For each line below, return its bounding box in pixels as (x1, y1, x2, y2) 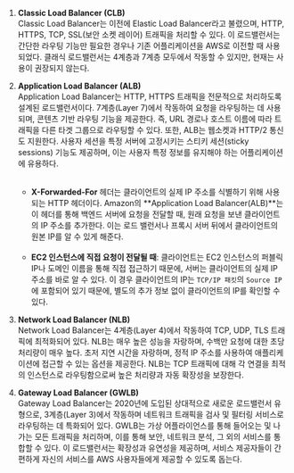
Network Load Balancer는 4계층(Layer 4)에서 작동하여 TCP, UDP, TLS (17, 325, 269, 336)
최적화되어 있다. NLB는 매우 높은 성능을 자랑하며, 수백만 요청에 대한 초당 (34, 336, 285, 346)
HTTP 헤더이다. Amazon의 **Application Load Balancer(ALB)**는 (47, 198, 283, 208)
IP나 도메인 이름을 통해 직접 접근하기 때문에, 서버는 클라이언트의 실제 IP (30, 263, 278, 273)
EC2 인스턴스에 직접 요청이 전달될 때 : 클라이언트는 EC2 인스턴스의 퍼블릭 (30, 252, 283, 262)
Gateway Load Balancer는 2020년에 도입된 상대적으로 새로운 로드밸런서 (17, 398, 273, 409)
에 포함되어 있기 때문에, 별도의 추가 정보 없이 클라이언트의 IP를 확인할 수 (30, 286, 281, 295)
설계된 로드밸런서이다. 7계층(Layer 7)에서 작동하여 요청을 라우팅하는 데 (17, 103, 265, 112)
